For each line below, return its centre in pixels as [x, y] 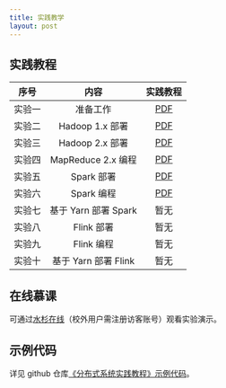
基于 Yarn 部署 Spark [93, 210]
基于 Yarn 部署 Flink [94, 261]
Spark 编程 [93, 194]
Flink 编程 [93, 244]
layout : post [34, 26]
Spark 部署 [93, 177]
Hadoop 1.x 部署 [93, 127]
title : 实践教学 [37, 18]
